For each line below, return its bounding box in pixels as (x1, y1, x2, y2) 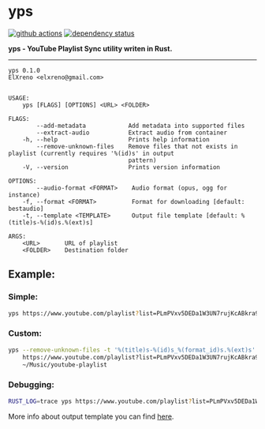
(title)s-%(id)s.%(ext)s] (8, 218, 93, 227)
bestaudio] (8, 205, 44, 213)
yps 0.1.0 (8, 66, 41, 74)
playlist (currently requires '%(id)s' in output (8, 149, 175, 157)
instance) (8, 190, 41, 199)
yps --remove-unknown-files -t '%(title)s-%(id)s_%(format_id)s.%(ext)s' (8, 346, 256, 354)
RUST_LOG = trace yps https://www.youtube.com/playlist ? (8, 397, 192, 405)
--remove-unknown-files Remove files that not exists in (36, 142, 238, 150)
